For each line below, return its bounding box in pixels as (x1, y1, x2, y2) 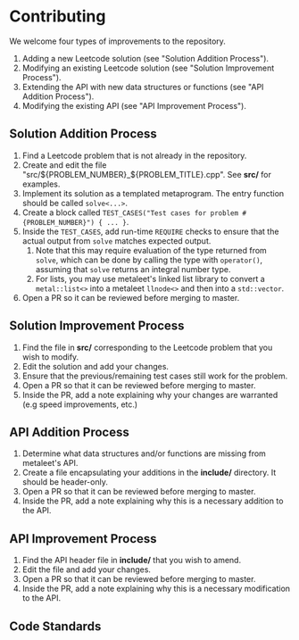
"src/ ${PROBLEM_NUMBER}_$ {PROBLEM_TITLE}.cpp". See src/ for (21, 169, 272, 179)
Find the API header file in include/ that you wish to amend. (21, 555, 242, 566)
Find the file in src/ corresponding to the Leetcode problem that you (21, 342, 273, 353)
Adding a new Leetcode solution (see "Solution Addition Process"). (21, 53, 270, 63)
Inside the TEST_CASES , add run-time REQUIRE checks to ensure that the (21, 226, 279, 237)
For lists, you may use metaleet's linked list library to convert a (35, 273, 265, 284)
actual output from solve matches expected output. (21, 235, 212, 246)
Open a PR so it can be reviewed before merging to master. (21, 292, 240, 303)
